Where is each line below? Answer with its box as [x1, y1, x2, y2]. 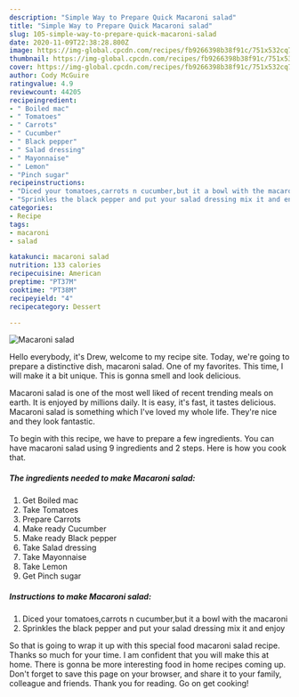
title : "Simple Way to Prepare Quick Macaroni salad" [9, 21, 214, 30]
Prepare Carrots [21, 514, 82, 525]
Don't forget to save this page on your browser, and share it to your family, [9, 669, 282, 679]
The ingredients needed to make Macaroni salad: [9, 473, 196, 483]
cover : [9, 63, 34, 72]
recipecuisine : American [9, 269, 101, 279]
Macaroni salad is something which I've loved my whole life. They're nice [9, 407, 278, 417]
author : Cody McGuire [9, 71, 90, 80]
